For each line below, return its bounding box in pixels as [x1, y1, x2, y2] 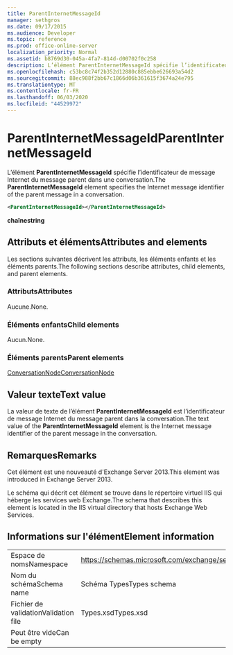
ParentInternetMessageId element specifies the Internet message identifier [7, 182, 225, 191]
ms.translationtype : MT [7, 81, 76, 88]
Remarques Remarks [7, 449, 97, 461]
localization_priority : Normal [7, 49, 98, 56]
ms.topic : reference [7, 36, 67, 43]
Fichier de [10, 599, 44, 609]
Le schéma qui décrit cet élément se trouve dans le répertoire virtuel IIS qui [7, 488, 223, 497]
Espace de [10, 550, 45, 560]
